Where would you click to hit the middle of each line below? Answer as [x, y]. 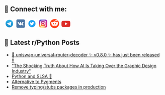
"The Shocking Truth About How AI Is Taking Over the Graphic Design [84, 65]
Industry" [21, 71]
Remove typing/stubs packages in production [59, 87]
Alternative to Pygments [36, 81]
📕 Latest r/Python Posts [42, 43]
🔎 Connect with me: [35, 9]
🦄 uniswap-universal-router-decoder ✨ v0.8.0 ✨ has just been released [86, 54]
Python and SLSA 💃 [32, 76]
